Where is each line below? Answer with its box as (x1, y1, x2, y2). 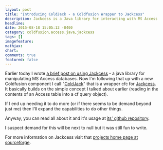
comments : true (5, 52, 36, 58)
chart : (5, 48, 18, 53)
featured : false (5, 57, 38, 62)
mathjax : (5, 43, 23, 48)
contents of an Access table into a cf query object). (5, 91, 108, 97)
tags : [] (5, 35, 23, 40)
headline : (5, 21, 25, 26)
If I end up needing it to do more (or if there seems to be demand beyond (5, 101, 151, 107)
